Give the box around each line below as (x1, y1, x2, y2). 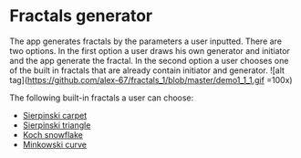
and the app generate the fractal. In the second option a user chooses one (9, 55, 289, 66)
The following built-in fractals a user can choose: (9, 92, 194, 103)
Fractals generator (9, 5, 153, 26)
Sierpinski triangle (22, 120, 91, 131)
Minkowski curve (22, 139, 87, 150)
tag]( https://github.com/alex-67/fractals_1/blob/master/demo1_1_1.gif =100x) (9, 74, 294, 85)
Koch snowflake (22, 129, 84, 140)
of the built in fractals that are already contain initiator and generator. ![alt (9, 65, 285, 76)
